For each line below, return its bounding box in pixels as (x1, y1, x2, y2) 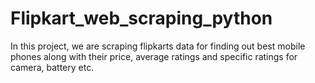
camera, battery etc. (10, 61, 95, 73)
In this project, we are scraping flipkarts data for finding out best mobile (10, 40, 306, 52)
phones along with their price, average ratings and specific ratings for (10, 50, 298, 62)
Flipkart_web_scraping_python (10, 7, 273, 30)
